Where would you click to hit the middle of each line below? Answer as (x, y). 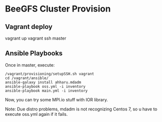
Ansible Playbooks (34, 53)
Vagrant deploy (29, 27)
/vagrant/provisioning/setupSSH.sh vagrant (50, 74)
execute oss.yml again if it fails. (36, 114)
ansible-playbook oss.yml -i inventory (45, 86)
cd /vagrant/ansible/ (27, 78)
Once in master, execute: (30, 65)
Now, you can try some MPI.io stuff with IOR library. (57, 99)
